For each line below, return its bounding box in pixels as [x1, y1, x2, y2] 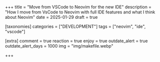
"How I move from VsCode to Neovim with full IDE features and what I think [5, 9, 155, 15]
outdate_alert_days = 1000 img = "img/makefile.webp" [5, 43, 113, 49]
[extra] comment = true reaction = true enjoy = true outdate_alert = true [5, 38, 148, 44]
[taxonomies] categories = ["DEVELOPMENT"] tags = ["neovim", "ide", [5, 24, 146, 29]
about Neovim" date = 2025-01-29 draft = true [5, 14, 98, 20]
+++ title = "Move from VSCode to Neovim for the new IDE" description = [5, 4, 152, 10]
